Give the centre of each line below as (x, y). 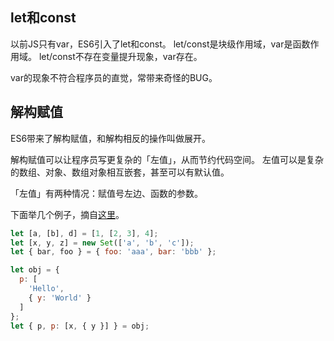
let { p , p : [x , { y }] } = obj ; (80, 326)
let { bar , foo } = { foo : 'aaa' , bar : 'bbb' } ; (113, 252)
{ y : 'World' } (60, 298)
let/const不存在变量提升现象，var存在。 (120, 56)
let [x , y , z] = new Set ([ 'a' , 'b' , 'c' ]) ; (102, 243)
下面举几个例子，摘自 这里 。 (67, 214)
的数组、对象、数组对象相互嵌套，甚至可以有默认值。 (120, 172)
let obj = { (35, 270)
